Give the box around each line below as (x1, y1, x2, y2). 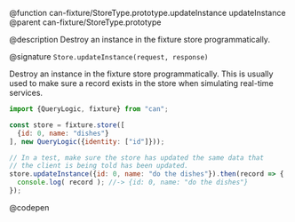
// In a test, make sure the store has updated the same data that (9, 153, 265, 163)
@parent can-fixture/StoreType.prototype (9, 17, 162, 28)
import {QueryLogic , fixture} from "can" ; (9, 105, 169, 114)
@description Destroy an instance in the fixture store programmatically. (9, 35, 271, 44)
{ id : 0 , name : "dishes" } (17, 129, 109, 138)
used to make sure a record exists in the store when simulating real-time (9, 78, 274, 88)
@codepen (9, 202, 50, 212)
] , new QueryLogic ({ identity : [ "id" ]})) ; (9, 137, 165, 146)
